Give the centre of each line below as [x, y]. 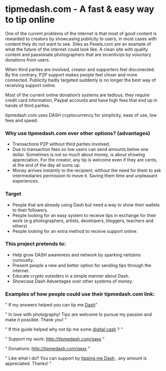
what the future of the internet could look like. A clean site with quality [77, 49]
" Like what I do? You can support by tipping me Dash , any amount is [76, 358]
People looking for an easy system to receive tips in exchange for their [84, 215]
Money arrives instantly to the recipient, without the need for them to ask [87, 170]
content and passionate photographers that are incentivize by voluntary [78, 54]
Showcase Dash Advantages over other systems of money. [73, 281]
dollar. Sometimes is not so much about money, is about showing [79, 154]
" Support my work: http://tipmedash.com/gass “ [55, 339]
